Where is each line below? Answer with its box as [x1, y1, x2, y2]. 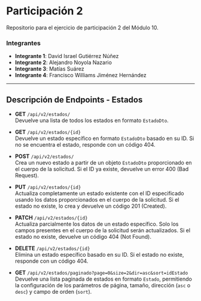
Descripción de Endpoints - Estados [6, 95, 143, 105]
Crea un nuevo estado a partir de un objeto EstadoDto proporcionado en [14, 159, 193, 166]
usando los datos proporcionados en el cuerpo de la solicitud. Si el [14, 196, 179, 203]
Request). [14, 172, 39, 179]
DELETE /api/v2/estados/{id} [14, 245, 90, 252]
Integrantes [6, 39, 41, 47]
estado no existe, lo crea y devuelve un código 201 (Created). [14, 202, 167, 210]
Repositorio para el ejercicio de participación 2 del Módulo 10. [6, 24, 159, 31]
